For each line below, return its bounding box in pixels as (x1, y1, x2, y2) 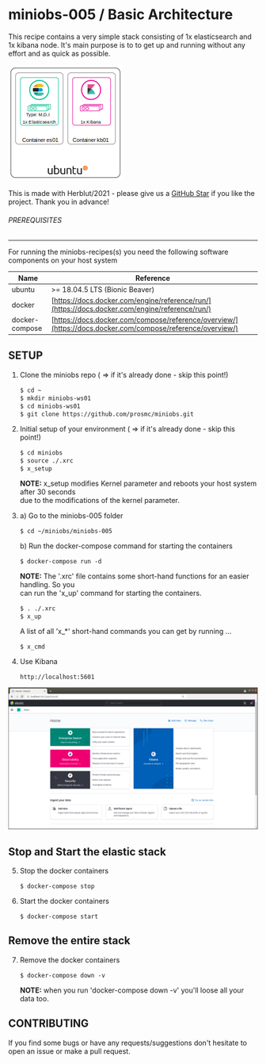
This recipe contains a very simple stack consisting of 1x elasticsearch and (8, 32, 252, 41)
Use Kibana (19, 656, 58, 666)
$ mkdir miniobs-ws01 (19, 394, 91, 402)
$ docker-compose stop (19, 882, 95, 890)
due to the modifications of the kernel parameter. (19, 495, 180, 505)
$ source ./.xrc (19, 456, 74, 465)
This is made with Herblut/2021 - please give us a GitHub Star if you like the (8, 188, 256, 198)
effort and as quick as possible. (8, 48, 111, 58)
